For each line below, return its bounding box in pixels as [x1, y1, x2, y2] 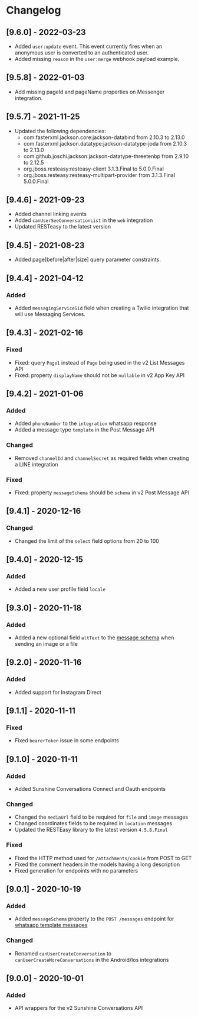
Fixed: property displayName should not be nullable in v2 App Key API [14, 371, 184, 379]
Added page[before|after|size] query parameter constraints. [14, 256, 161, 263]
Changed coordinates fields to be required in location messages [14, 820, 173, 827]
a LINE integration [14, 461, 58, 468]
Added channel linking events [14, 211, 87, 218]
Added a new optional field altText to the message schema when [14, 634, 174, 641]
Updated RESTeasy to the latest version [14, 223, 111, 230]
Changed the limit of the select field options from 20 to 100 [14, 537, 159, 545]
